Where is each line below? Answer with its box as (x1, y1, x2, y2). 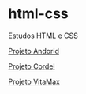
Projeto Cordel (8, 61, 55, 71)
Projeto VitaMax (8, 77, 61, 86)
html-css (8, 5, 69, 23)
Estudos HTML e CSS (8, 31, 79, 40)
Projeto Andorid (8, 46, 59, 55)
